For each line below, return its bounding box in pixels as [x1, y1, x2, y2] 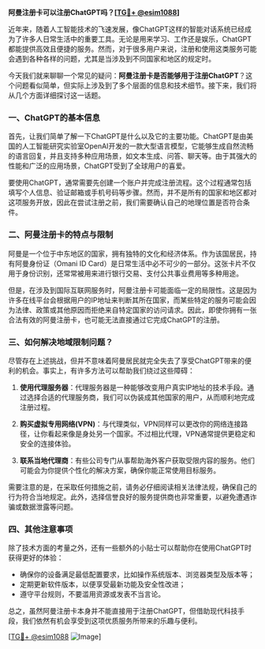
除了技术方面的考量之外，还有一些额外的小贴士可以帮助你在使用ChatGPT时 [8, 543, 252, 553]
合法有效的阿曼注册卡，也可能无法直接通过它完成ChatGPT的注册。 [8, 315, 225, 324]
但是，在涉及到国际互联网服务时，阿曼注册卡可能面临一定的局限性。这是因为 [8, 285, 257, 294]
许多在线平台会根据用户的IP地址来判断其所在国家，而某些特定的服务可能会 [8, 295, 250, 305]
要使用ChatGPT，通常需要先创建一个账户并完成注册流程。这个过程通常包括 [8, 178, 252, 188]
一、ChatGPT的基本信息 [8, 112, 101, 123]
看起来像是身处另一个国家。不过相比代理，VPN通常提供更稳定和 [47, 429, 256, 438]
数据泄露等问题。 [21, 501, 77, 512]
